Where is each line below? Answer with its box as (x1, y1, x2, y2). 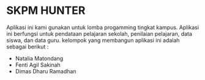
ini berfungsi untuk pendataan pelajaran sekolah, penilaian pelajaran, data (6, 30, 193, 37)
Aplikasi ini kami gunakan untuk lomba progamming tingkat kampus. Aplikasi (6, 24, 199, 31)
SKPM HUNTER (6, 4, 86, 18)
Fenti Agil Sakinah (15, 61, 61, 68)
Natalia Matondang (15, 55, 64, 62)
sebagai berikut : (6, 43, 49, 50)
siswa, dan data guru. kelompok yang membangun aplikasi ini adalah (6, 36, 180, 44)
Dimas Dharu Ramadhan (15, 67, 76, 75)
